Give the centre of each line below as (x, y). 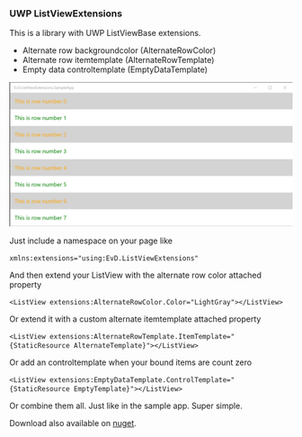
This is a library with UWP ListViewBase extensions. (105, 33)
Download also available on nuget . (73, 423)
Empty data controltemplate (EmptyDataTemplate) (115, 69)
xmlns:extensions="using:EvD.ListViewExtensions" (104, 259)
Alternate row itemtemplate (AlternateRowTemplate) (118, 60)
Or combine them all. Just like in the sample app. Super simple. (126, 406)
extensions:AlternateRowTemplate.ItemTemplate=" (142, 337)
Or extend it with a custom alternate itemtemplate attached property (135, 319)
